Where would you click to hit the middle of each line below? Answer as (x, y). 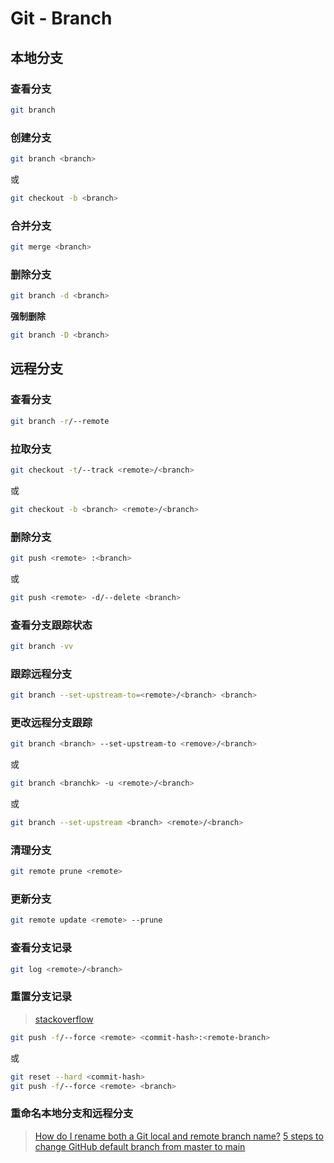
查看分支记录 (41, 948)
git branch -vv (42, 646)
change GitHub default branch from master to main (140, 1146)
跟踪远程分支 (41, 674)
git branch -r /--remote (60, 421)
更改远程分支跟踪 (51, 722)
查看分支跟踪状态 (51, 625)
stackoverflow (64, 1019)
